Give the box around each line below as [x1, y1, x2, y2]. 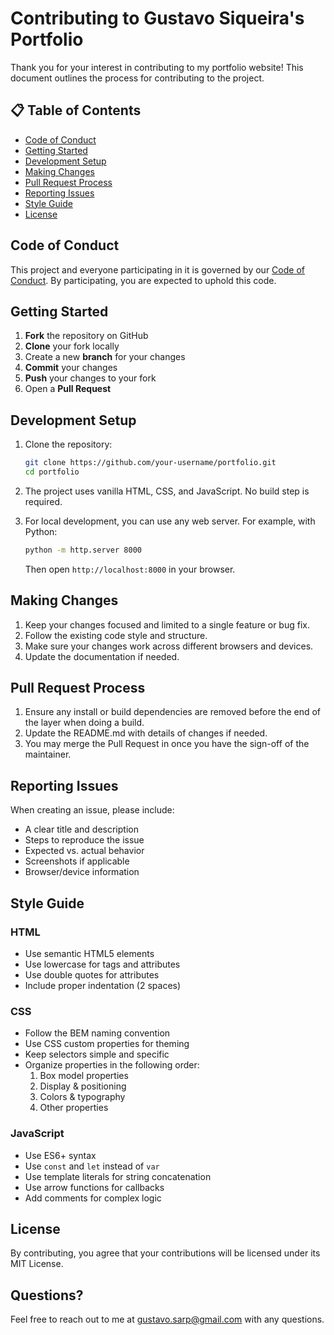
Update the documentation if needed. [24, 650, 180, 662]
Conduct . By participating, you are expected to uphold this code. [10, 274, 277, 286]
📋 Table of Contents [10, 102, 142, 119]
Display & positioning [39, 1080, 127, 1092]
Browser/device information [24, 866, 140, 878]
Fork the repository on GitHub [24, 330, 149, 342]
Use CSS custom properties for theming [24, 1038, 190, 1050]
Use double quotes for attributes [24, 968, 160, 981]
